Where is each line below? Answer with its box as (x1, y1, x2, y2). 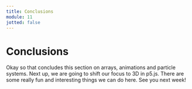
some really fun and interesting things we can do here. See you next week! (6, 77, 186, 84)
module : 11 (6, 14, 33, 20)
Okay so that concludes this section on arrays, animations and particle (6, 64, 176, 71)
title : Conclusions (6, 8, 54, 15)
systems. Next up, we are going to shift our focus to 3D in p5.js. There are (6, 70, 184, 77)
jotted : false (6, 19, 41, 25)
